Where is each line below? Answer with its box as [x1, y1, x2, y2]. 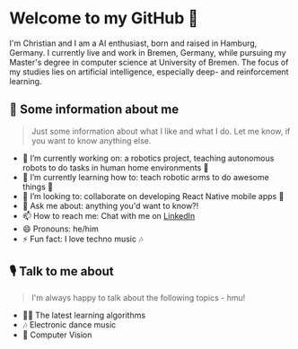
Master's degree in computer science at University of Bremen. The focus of [9, 57, 289, 67]
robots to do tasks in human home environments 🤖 [22, 161, 209, 173]
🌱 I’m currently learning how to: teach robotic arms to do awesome [22, 171, 269, 182]
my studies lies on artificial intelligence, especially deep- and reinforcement [9, 66, 289, 77]
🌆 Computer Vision [22, 329, 92, 340]
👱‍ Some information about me [9, 102, 180, 118]
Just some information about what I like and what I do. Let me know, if [31, 126, 291, 136]
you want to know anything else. [31, 135, 152, 146]
